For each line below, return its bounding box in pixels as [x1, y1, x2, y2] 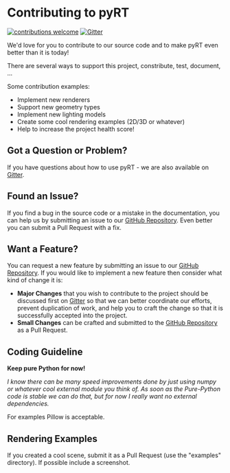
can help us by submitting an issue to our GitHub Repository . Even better [7, 216, 213, 224]
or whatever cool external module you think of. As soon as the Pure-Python [7, 385, 221, 393]
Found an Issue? [7, 191, 79, 202]
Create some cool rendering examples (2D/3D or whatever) [16, 117, 185, 125]
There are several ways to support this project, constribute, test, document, [7, 61, 221, 70]
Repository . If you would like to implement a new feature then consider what [7, 269, 222, 277]
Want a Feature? [7, 243, 79, 255]
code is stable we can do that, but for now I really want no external [7, 392, 197, 401]
